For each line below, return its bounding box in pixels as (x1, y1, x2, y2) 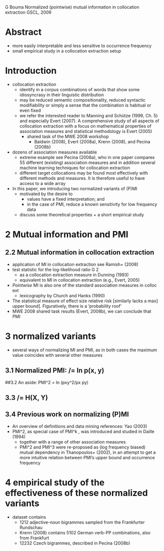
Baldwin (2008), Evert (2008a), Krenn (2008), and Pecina (34, 138, 151, 144)
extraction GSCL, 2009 (5, 9, 52, 15)
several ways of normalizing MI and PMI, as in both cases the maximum (12, 347, 157, 353)
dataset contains (12, 514, 47, 520)
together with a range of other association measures (19, 439, 126, 445)
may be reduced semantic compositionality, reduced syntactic (19, 97, 146, 103)
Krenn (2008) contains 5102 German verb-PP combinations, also (19, 529, 151, 535)
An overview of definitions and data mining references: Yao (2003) (12, 423, 147, 429)
